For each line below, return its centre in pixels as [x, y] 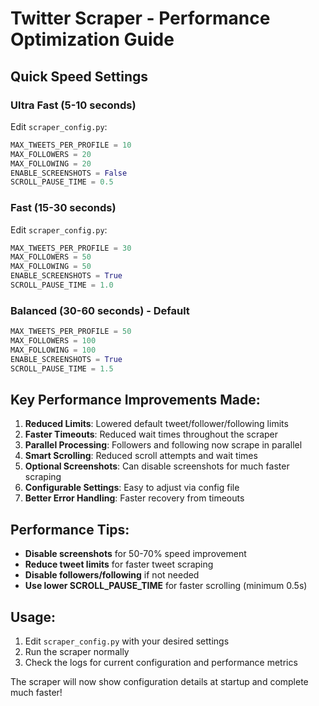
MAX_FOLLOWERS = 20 [51, 154]
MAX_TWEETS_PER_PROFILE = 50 [71, 332]
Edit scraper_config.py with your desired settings [127, 641]
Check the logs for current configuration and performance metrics [161, 663]
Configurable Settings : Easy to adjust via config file [132, 488]
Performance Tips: [70, 529]
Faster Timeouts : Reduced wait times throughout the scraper [151, 434]
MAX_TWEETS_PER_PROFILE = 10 [71, 145]
